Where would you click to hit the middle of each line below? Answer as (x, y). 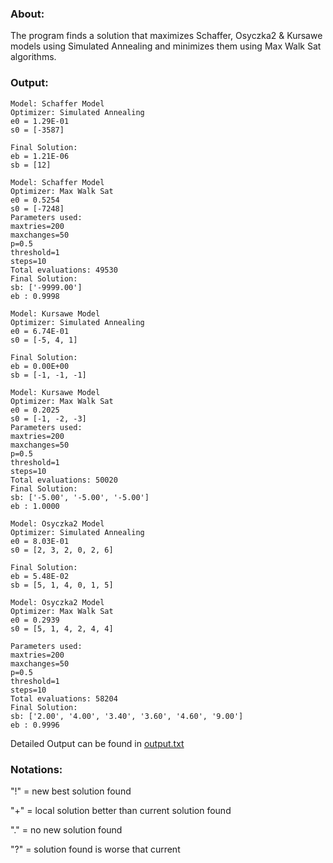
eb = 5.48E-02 (40, 576)
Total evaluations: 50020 (64, 480)
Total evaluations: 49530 (64, 270)
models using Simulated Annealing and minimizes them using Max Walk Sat (166, 46)
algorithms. (33, 57)
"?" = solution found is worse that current (95, 849)
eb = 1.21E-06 (40, 156)
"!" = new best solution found (71, 791)
